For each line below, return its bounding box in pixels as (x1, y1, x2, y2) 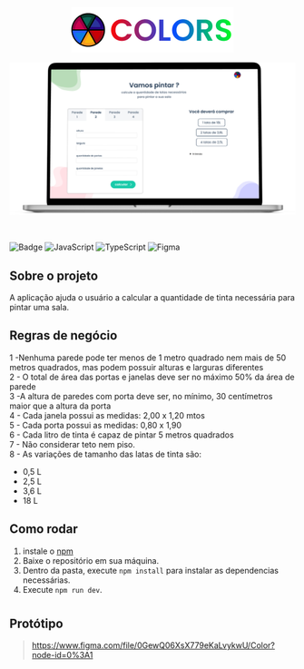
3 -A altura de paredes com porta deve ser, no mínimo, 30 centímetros (9, 390, 273, 401)
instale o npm (22, 546, 74, 556)
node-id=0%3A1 (31, 650, 93, 661)
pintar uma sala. (9, 302, 70, 313)
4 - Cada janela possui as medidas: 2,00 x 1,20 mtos (9, 409, 206, 420)
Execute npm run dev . (22, 584, 103, 595)
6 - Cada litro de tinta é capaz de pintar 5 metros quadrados (9, 429, 234, 440)
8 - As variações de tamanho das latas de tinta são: (9, 448, 202, 459)
